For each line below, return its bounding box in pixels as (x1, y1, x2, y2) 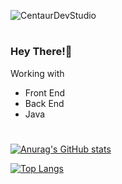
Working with (10, 67, 65, 79)
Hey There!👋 (10, 45, 73, 59)
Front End (24, 86, 66, 99)
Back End (24, 97, 65, 109)
